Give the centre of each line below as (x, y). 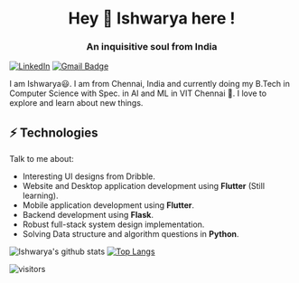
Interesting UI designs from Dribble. (89, 176)
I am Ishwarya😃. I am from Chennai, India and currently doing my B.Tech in (150, 84)
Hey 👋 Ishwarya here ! (152, 19)
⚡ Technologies (54, 132)
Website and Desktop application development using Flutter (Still (143, 186)
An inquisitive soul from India (152, 47)
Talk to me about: (42, 159)
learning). (40, 196)
